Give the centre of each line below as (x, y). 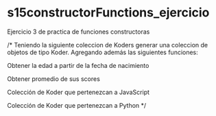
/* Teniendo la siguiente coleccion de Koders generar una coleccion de (108, 45)
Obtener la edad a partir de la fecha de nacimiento (78, 65)
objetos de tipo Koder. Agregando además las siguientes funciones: (103, 52)
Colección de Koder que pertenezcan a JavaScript (78, 92)
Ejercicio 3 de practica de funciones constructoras (79, 32)
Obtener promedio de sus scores (54, 79)
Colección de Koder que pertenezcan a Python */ (77, 105)
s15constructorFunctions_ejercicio (108, 13)
